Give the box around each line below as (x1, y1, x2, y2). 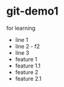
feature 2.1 (15, 75, 41, 82)
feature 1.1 (15, 62, 41, 69)
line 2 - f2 (15, 43, 40, 50)
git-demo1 (6, 4, 59, 18)
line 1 (15, 36, 29, 43)
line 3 (15, 49, 29, 56)
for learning (6, 24, 35, 32)
